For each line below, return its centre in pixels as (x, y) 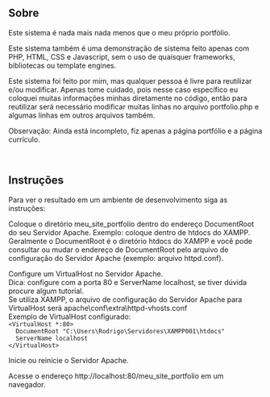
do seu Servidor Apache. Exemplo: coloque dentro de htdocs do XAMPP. (129, 232)
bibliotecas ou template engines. (62, 65)
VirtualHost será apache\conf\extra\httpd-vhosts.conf (98, 308)
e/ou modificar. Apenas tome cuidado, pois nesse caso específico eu (123, 89)
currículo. (24, 139)
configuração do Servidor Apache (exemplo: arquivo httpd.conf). (116, 258)
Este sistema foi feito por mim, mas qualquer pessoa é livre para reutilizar (130, 81)
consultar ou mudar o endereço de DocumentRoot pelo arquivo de (118, 250)
